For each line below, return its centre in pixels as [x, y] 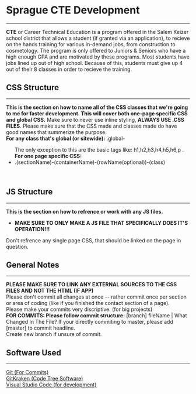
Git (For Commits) [27, 372]
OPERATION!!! [32, 229]
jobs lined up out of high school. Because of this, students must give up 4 [94, 63]
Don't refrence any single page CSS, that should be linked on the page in [94, 240]
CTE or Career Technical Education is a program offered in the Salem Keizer [97, 32]
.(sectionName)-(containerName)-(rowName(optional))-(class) [90, 162]
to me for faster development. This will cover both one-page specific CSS [97, 113]
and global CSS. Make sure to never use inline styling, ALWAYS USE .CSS [95, 119]
